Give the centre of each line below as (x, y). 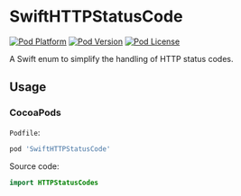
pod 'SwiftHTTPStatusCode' (60, 149)
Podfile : (25, 132)
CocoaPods (35, 112)
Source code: (34, 166)
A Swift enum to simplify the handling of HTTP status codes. (121, 58)
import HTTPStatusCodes (54, 183)
